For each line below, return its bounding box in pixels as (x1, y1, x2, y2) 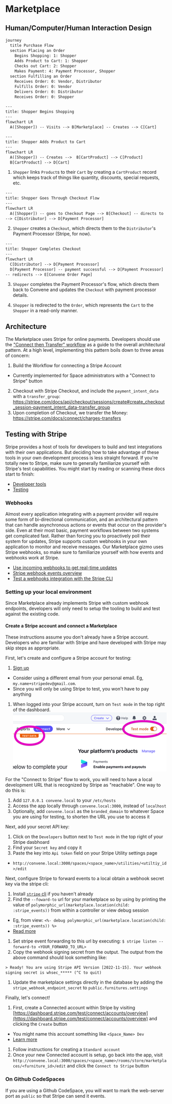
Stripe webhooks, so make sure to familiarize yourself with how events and (5, 549, 163, 555)
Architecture (5, 322, 47, 331)
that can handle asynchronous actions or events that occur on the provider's (5, 521, 167, 528)
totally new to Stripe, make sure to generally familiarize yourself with (5, 460, 150, 466)
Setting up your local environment (5, 588, 92, 595)
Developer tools (12, 481, 47, 487)
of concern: (5, 352, 30, 358)
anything (12, 691, 32, 697)
